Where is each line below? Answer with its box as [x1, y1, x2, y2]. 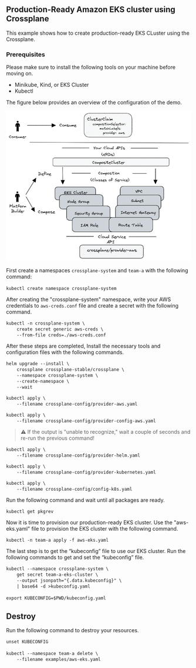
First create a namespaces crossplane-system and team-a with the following [6, 267, 188, 274]
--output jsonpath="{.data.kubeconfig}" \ [16, 578, 122, 583]
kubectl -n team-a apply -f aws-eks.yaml [6, 537, 109, 544]
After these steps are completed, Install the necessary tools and [6, 343, 161, 350]
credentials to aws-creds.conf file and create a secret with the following [6, 302, 179, 309]
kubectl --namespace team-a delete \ [6, 650, 99, 656]
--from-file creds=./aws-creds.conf [16, 332, 107, 338]
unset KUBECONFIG [6, 639, 49, 645]
